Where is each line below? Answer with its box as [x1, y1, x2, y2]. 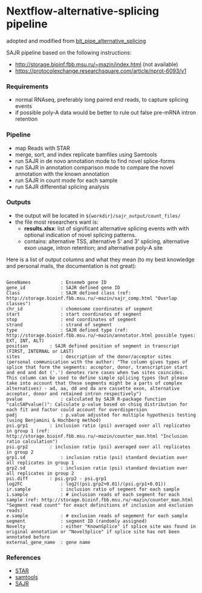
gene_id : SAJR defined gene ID [6, 284, 120, 290]
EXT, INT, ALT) [6, 338, 45, 344]
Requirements [6, 82, 49, 90]
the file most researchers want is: [15, 218, 99, 226]
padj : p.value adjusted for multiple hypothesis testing [6, 412, 197, 418]
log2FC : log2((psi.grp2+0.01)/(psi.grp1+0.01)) [6, 481, 166, 487]
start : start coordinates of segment [6, 311, 142, 317]
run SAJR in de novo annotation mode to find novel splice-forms [15, 157, 175, 164]
